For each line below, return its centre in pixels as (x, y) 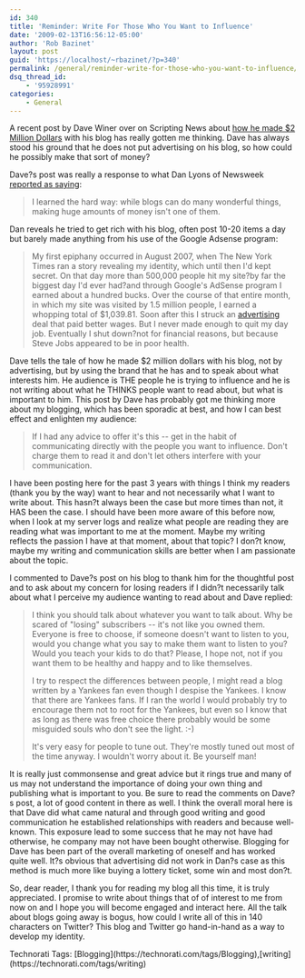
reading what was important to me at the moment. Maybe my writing (138, 532)
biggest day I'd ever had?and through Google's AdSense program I (157, 285)
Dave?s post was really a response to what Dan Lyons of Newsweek (137, 175)
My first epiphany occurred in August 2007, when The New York (152, 256)
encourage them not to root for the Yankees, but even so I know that (159, 710)
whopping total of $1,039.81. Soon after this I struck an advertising (155, 314)
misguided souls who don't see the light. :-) (113, 729)
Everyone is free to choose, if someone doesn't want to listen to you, (160, 634)
